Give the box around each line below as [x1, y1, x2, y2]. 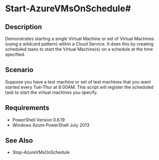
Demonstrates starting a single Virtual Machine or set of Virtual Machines [5, 36, 155, 41]
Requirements [5, 104, 49, 112]
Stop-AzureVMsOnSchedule [12, 149, 70, 156]
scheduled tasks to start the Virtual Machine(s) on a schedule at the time [5, 46, 153, 52]
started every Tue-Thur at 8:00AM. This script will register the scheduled [5, 84, 154, 90]
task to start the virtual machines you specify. [5, 89, 98, 95]
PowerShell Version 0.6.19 [12, 117, 65, 122]
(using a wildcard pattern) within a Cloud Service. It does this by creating [5, 41, 154, 47]
